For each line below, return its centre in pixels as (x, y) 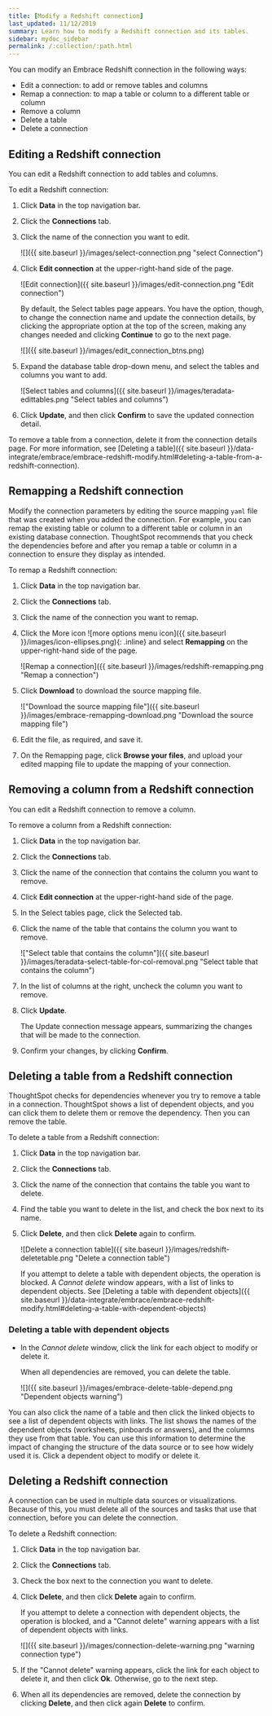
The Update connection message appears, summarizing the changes (136, 1026)
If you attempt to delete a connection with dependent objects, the (130, 1613)
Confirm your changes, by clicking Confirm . (94, 1050)
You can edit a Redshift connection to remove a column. (102, 809)
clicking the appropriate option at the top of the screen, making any (133, 326)
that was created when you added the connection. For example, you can (130, 519)
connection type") (50, 1654)
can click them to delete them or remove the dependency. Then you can (129, 1113)
